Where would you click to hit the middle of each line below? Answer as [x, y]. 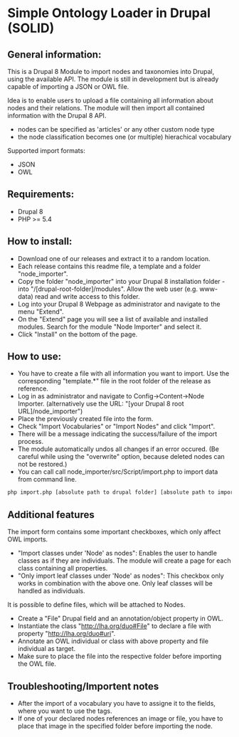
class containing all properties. [63, 568]
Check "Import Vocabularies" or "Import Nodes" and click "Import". [116, 426]
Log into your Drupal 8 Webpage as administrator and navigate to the [119, 304]
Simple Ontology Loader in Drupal [109, 13]
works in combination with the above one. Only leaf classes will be [115, 583]
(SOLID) [31, 28]
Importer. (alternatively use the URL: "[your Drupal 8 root [101, 404]
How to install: [40, 242]
